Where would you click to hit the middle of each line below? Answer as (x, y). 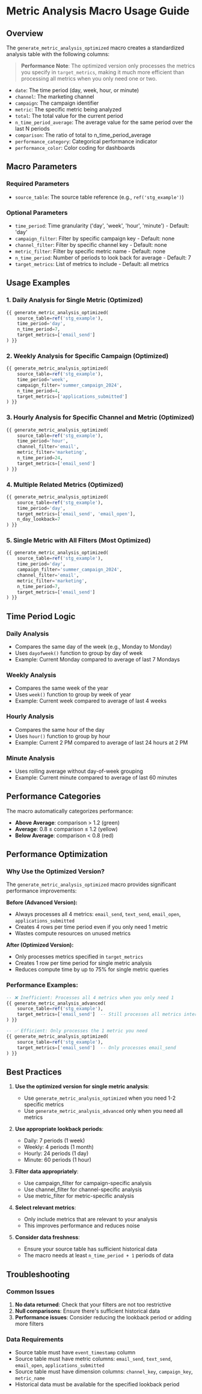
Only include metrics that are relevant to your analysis (90, 1219)
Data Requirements (35, 1339)
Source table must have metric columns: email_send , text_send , (93, 1359)
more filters (29, 1324)
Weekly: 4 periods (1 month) (59, 1147)
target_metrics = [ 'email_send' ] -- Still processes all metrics (99, 1015)
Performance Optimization (57, 854)
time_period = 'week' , (43, 379)
